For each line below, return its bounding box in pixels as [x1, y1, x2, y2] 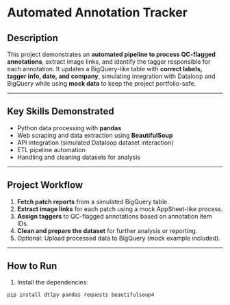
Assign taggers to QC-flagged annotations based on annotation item [16, 212, 212, 220]
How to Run [7, 260, 57, 272]
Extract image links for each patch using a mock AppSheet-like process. [16, 204, 223, 213]
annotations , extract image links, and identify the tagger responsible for [7, 58, 211, 66]
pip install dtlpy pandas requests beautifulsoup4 [7, 291, 155, 299]
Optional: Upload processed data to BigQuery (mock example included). [16, 234, 220, 242]
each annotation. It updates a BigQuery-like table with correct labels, [7, 65, 203, 73]
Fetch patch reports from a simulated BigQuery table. [16, 197, 170, 206]
